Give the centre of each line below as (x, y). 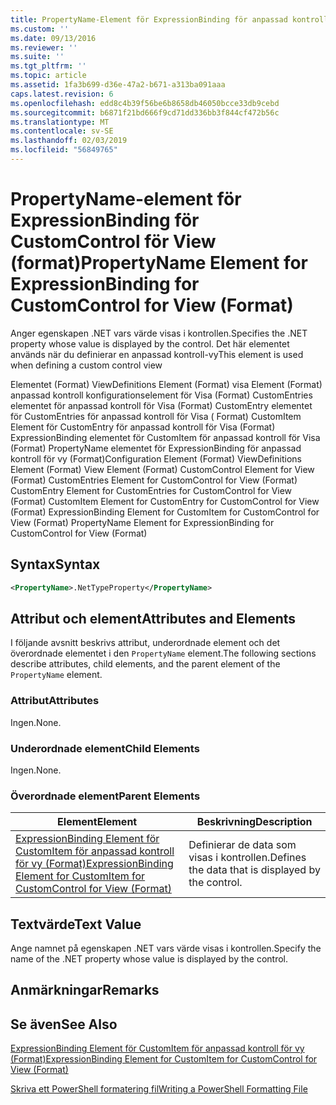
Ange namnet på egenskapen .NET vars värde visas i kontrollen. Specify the (166, 948)
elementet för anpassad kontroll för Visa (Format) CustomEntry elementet (161, 405)
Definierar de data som (242, 845)
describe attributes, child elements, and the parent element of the (145, 664)
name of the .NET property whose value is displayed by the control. (149, 959)
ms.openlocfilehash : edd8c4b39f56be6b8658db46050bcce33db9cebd (145, 103)
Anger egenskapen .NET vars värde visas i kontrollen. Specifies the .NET (159, 333)
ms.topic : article (48, 76)
